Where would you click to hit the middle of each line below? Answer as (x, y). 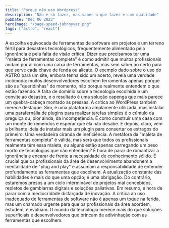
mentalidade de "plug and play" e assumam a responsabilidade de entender (84, 167)
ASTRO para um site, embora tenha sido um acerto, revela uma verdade (80, 75)
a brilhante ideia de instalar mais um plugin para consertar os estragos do (82, 129)
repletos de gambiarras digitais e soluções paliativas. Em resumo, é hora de (84, 188)
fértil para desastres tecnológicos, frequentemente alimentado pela (75, 49)
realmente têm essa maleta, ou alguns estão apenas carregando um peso (81, 145)
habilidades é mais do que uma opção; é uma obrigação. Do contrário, (78, 177)
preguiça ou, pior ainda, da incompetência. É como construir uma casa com (84, 118)
